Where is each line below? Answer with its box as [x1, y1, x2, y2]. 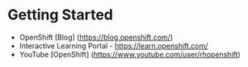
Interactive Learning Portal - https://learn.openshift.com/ [19, 40, 208, 50]
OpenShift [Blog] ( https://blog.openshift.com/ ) [19, 32, 174, 42]
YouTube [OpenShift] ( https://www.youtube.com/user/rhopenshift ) [19, 49, 241, 59]
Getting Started [7, 6, 114, 24]
